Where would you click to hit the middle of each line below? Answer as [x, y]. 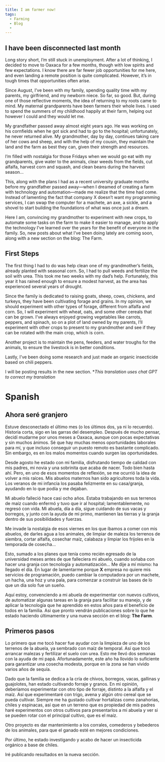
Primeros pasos [30, 631]
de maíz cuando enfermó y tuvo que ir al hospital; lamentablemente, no [77, 503]
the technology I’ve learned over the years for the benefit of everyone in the [82, 227]
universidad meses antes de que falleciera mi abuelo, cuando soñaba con [80, 559]
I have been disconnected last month [63, 48]
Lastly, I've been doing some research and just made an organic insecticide [82, 357]
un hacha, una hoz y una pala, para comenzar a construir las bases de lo [79, 580]
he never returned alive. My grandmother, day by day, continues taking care [82, 136]
